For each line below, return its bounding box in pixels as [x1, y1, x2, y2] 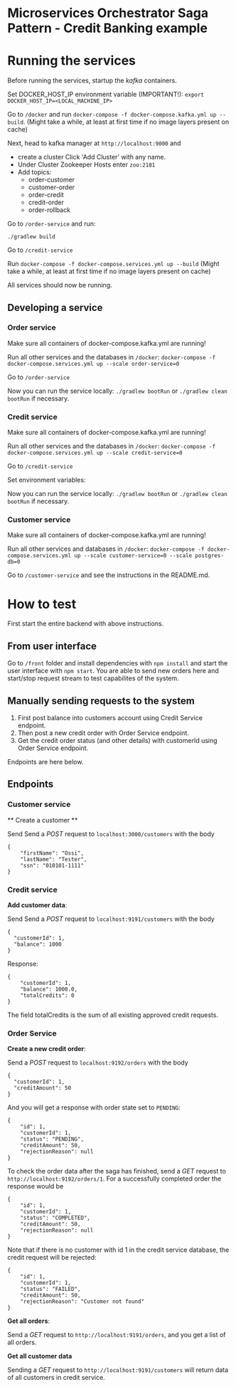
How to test [7, 596, 77, 612]
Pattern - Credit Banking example [7, 20, 208, 36]
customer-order [28, 183, 75, 191]
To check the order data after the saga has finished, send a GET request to [7, 1167, 226, 1176]
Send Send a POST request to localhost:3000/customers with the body [7, 829, 215, 838]
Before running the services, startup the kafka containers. [7, 76, 178, 85]
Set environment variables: [7, 475, 86, 485]
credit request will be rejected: [7, 1253, 97, 1262]
